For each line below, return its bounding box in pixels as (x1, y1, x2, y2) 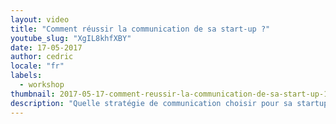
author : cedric (10, 52, 74, 62)
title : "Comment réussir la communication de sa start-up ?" (10, 24, 271, 34)
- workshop (19, 80, 65, 90)
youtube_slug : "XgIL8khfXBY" (10, 33, 132, 43)
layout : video (10, 14, 70, 25)
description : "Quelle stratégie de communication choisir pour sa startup (10, 98, 329, 108)
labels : (10, 71, 43, 81)
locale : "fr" (10, 61, 65, 71)
